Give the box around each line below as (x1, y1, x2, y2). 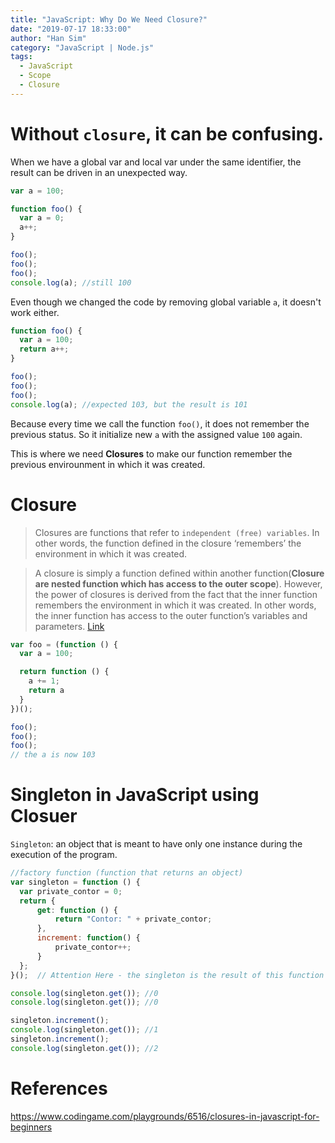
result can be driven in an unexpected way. (10, 166, 188, 178)
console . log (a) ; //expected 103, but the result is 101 (10, 399, 248, 410)
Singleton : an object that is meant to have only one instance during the (10, 838, 303, 850)
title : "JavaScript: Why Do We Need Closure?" (10, 14, 208, 25)
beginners (10, 1121, 53, 1133)
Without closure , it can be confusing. (10, 122, 325, 145)
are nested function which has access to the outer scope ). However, (34, 577, 323, 590)
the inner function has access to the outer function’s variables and (34, 609, 308, 621)
